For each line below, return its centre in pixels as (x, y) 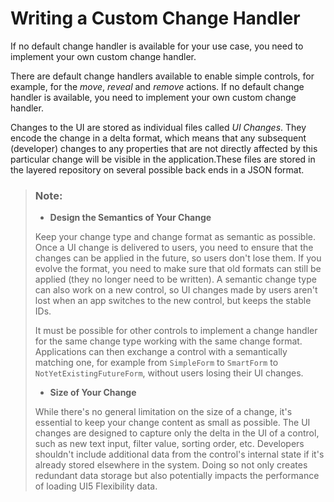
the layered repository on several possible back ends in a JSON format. (157, 169)
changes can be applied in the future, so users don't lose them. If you (178, 258)
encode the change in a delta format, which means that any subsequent (158, 138)
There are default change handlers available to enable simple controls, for (162, 76)
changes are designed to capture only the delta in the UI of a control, (177, 433)
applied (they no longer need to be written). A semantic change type (175, 279)
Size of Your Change (93, 393)
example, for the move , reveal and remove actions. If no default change (157, 86)
